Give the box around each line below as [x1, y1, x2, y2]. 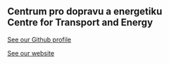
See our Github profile [7, 35, 72, 44]
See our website [7, 49, 55, 57]
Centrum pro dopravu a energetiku [7, 6, 163, 18]
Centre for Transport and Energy [7, 17, 154, 29]
